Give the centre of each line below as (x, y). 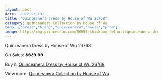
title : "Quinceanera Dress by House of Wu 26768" (56, 18)
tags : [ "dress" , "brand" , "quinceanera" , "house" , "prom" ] (62, 27)
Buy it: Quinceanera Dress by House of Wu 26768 (55, 64)
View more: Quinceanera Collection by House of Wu (57, 74)
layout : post (18, 9)
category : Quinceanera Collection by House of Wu (56, 23)
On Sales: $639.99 (24, 55)
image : (12, 32)
